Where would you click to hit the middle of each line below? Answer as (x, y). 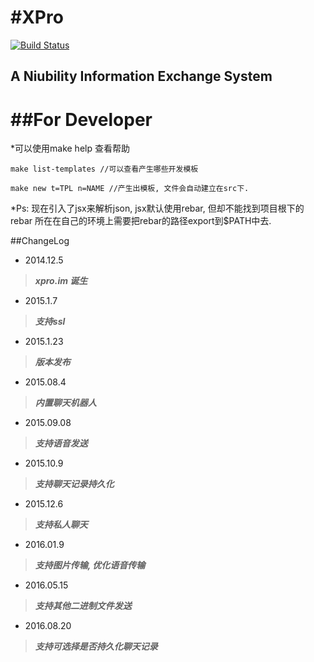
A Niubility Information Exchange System (141, 76)
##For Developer (81, 119)
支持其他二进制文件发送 (83, 606)
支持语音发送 (61, 443)
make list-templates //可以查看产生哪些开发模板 (104, 169)
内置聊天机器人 (65, 403)
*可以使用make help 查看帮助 (70, 148)
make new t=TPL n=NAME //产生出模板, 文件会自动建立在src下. (130, 189)
